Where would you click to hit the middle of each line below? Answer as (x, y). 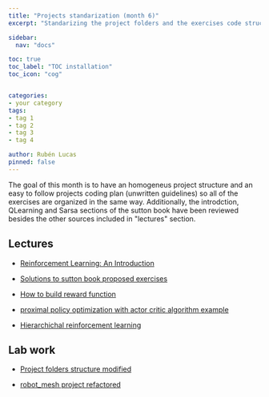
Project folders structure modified (76, 369)
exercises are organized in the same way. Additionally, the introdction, (124, 201)
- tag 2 (21, 125)
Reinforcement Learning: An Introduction (87, 263)
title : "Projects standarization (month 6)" (84, 16)
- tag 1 (21, 118)
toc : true (25, 60)
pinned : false (32, 162)
